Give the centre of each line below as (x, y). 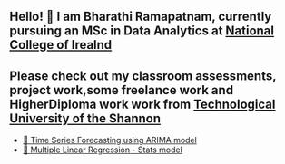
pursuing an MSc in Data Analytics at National (142, 31)
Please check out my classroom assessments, (143, 76)
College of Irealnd (61, 45)
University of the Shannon (85, 118)
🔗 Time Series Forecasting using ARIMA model (109, 140)
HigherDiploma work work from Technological (142, 104)
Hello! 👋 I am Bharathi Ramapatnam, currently (141, 17)
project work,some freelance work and (122, 90)
